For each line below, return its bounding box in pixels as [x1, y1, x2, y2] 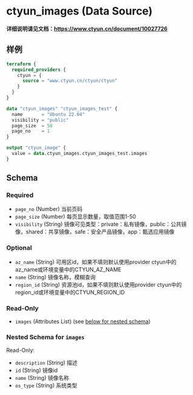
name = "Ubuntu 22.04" [11, 111, 85, 118]
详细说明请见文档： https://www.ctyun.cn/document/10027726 [6, 25, 168, 32]
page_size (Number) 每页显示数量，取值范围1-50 [15, 213, 136, 221]
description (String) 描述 [15, 359, 77, 367]
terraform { [6, 61, 36, 67]
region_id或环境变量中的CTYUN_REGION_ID [15, 288, 125, 296]
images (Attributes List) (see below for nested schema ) [15, 318, 151, 325]
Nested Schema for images [6, 333, 85, 341]
